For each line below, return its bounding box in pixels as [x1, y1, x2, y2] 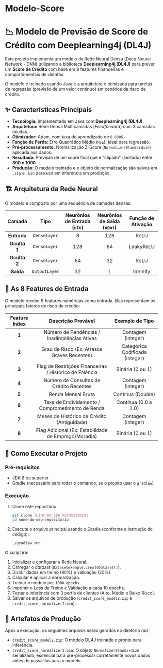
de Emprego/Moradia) [47, 433, 97, 439]
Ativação [131, 221, 153, 228]
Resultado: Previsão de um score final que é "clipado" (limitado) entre [12, 154, 153, 160]
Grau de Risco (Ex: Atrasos [41, 345, 103, 352]
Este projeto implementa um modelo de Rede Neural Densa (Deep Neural [5, 56, 151, 62]
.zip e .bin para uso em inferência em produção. [12, 170, 111, 176]
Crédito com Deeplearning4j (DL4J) [5, 40, 152, 51]
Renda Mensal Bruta [49, 391, 95, 398]
